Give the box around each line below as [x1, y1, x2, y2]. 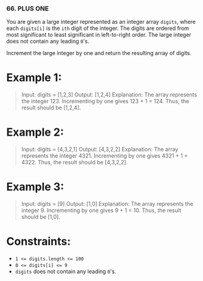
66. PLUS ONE [6, 4, 49, 13]
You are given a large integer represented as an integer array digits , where [6, 18, 196, 26]
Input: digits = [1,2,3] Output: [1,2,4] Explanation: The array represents [21, 91, 198, 98]
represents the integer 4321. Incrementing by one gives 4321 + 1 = [21, 152, 188, 159]
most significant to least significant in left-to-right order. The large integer [6, 31, 191, 38]
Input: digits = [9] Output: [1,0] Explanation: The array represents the [21, 200, 193, 208]
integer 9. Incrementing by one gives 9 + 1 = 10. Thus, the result [21, 206, 182, 214]
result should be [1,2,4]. [21, 104, 81, 111]
